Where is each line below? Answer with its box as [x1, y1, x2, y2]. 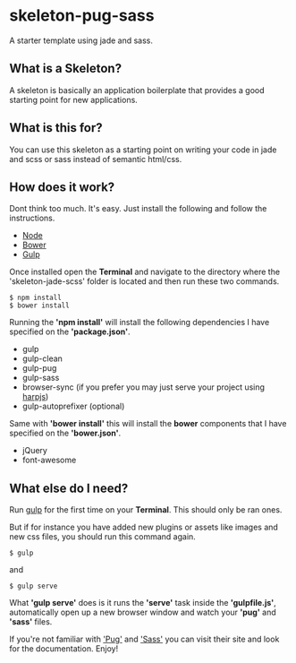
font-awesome [21, 454, 77, 466]
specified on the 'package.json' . [9, 326, 131, 337]
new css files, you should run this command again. [9, 531, 197, 542]
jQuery [21, 445, 47, 456]
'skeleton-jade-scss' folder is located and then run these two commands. [9, 276, 280, 287]
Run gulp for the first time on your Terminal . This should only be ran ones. [9, 504, 283, 515]
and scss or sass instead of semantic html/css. [9, 153, 182, 164]
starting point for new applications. [9, 94, 139, 105]
